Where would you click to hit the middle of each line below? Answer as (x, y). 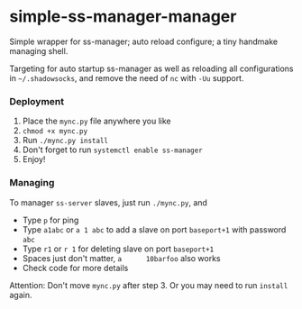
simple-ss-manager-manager (123, 17)
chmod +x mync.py (55, 132)
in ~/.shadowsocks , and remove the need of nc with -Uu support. (127, 77)
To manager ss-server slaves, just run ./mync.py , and (108, 202)
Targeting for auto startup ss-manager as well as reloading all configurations (151, 68)
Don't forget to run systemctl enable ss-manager (112, 150)
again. (21, 295)
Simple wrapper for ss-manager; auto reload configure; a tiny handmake (143, 41)
